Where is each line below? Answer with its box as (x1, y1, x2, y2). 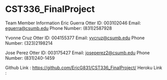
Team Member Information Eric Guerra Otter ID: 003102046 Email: (5, 20, 141, 26)
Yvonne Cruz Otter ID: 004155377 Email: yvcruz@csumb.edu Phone (5, 35, 145, 41)
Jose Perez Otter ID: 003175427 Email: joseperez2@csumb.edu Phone (5, 50, 150, 56)
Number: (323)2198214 (5, 40, 53, 46)
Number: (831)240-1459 (5, 55, 55, 61)
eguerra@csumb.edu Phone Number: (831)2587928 (5, 25, 112, 31)
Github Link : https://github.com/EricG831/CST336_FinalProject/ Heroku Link (5, 65, 163, 71)
